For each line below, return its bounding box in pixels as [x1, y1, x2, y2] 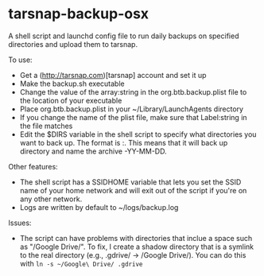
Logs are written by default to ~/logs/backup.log [19, 202, 179, 212]
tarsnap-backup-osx [8, 5, 149, 23]
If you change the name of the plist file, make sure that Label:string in [19, 112, 248, 122]
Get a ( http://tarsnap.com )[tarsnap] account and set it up [19, 70, 207, 80]
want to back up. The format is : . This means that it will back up [19, 138, 228, 147]
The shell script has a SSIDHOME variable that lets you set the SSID [19, 177, 242, 187]
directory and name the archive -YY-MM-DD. [19, 146, 167, 156]
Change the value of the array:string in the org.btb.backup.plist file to [19, 87, 247, 96]
